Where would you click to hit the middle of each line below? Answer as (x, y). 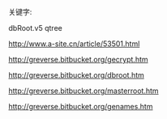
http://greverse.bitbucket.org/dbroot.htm (76, 75)
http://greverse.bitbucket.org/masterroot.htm (84, 91)
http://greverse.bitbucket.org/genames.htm (81, 106)
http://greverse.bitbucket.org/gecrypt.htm (78, 59)
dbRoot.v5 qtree (35, 28)
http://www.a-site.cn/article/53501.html (74, 44)
